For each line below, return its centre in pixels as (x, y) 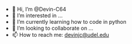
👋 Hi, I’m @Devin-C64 (39, 9)
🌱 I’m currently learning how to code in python (69, 22)
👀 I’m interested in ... (37, 15)
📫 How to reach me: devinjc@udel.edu (60, 35)
